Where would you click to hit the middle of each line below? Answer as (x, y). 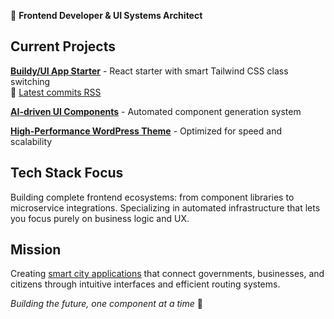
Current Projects (63, 46)
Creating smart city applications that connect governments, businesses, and (167, 274)
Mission (36, 250)
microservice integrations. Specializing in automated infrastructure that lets (165, 207)
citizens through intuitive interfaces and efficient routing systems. (145, 284)
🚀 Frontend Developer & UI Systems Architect (106, 15)
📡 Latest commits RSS (56, 92)
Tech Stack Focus (67, 173)
